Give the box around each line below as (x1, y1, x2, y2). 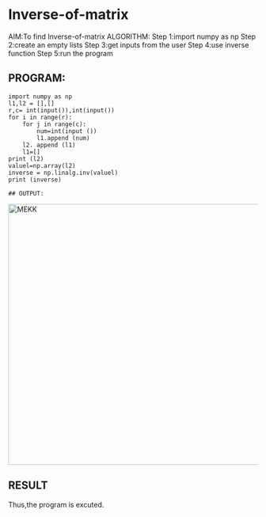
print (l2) (8, 154, 44, 163)
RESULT (8, 479, 48, 492)
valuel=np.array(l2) (8, 162, 77, 169)
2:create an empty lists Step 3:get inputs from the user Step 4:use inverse (8, 40, 249, 49)
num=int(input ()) (36, 127, 97, 135)
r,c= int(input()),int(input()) (8, 106, 115, 114)
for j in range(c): (22, 120, 87, 128)
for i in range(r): (8, 113, 73, 121)
